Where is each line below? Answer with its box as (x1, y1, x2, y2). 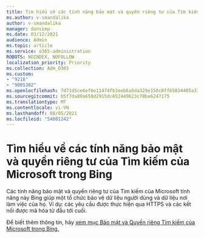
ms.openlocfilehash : (6, 88, 59, 94)
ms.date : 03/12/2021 (6, 31, 59, 38)
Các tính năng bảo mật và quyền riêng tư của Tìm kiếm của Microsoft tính (6, 188, 190, 195)
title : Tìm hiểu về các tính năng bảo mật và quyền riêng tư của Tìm (6, 8, 186, 15)
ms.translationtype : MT (6, 99, 67, 105)
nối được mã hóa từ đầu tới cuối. (6, 207, 87, 214)
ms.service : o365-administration (6, 48, 91, 55)
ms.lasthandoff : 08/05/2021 (6, 110, 78, 116)
